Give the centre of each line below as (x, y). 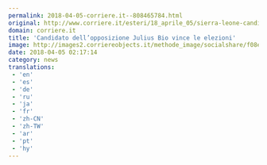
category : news (33, 60)
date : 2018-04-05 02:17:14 (53, 52)
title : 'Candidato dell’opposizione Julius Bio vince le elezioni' (122, 38)
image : (19, 45)
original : (25, 23)
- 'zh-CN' (28, 119)
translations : (32, 67)
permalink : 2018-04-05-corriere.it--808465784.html (95, 15)
